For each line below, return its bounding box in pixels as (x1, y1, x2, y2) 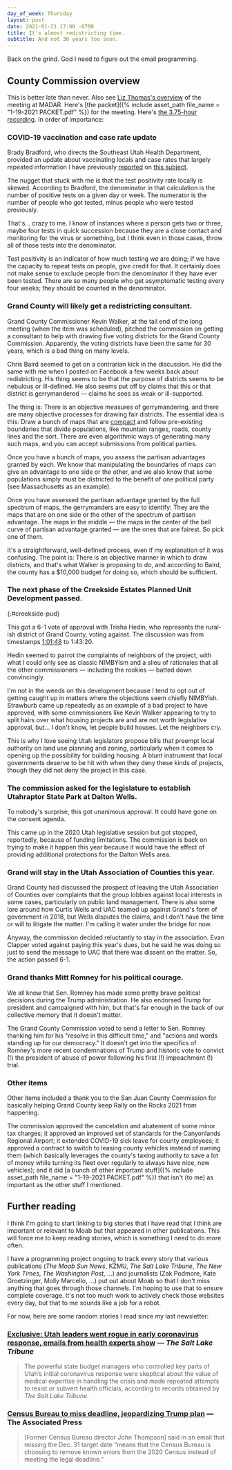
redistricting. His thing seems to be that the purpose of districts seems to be (7, 374, 224, 383)
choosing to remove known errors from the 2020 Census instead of (23, 1448, 216, 1456)
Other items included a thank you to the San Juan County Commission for (7, 1094, 217, 1102)
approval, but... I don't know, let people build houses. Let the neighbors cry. (7, 723, 222, 731)
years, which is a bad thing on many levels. (7, 347, 130, 355)
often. (7, 1241, 24, 1249)
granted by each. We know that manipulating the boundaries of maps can (7, 460, 216, 468)
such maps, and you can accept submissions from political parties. (7, 439, 197, 448)
